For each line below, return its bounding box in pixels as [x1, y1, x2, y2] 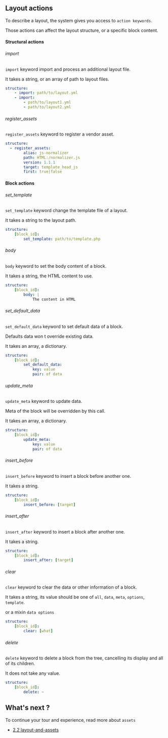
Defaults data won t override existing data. [5, 333, 94, 339]
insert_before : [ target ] [23, 502, 76, 507]
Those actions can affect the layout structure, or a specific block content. [5, 27, 158, 33]
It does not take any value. [5, 670, 61, 676]
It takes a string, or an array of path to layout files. [5, 76, 110, 82]
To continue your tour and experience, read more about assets [5, 717, 136, 723]
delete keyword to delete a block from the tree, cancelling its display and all [5, 655, 163, 661]
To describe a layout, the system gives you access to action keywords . [5, 17, 153, 23]
